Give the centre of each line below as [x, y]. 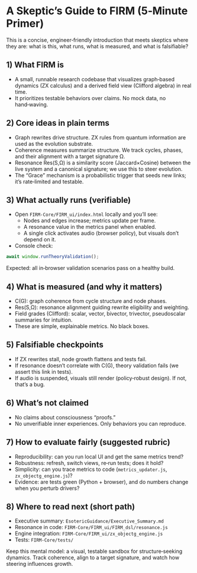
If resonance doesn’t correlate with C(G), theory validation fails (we [96, 365]
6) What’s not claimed [47, 403]
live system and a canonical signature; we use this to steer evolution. [98, 169]
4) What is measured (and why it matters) [84, 287]
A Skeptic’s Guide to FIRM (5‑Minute [97, 11]
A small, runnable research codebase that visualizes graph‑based [94, 79]
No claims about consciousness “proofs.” [65, 417]
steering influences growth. [40, 564]
